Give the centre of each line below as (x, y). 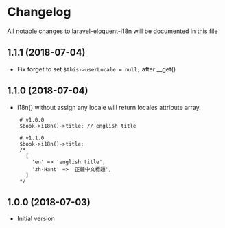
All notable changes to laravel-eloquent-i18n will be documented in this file (113, 31)
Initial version (36, 219)
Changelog (39, 12)
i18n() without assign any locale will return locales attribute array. (109, 107)
